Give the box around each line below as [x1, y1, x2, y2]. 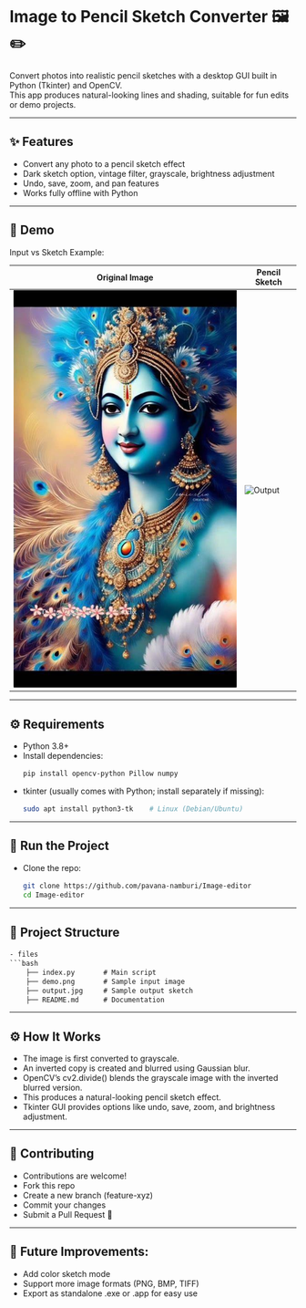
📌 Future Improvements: [9, 1244, 149, 1260]
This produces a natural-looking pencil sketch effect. [22, 1091, 221, 1103]
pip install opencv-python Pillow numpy [22, 769, 178, 779]
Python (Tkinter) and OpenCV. [9, 79, 123, 90]
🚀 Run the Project [9, 838, 109, 854]
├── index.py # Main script [25, 968, 157, 978]
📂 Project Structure [9, 924, 120, 939]
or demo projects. [9, 99, 76, 109]
